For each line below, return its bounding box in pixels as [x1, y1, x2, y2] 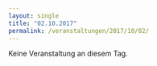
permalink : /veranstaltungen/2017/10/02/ [8, 27, 150, 35]
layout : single [8, 11, 60, 20]
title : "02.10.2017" [8, 19, 78, 27]
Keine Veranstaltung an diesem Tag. [8, 49, 128, 59]
